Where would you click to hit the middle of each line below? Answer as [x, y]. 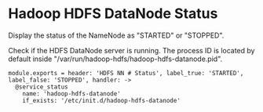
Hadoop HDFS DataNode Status [113, 14]
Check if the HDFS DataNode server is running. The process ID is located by [131, 50]
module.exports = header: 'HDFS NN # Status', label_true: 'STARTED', [126, 73]
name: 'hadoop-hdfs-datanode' [72, 94]
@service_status [42, 87]
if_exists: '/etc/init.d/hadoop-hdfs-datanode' [101, 100]
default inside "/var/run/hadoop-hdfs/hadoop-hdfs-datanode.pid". [115, 59]
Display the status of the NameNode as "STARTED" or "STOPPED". [116, 35]
